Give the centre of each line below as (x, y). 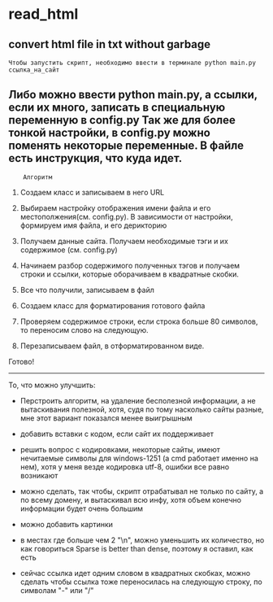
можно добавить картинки (67, 524)
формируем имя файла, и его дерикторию (93, 225)
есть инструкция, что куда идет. (95, 158)
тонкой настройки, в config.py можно (110, 133)
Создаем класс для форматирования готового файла (113, 305)
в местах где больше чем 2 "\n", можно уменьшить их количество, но (142, 540)
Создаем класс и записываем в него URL (92, 192)
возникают (39, 475)
